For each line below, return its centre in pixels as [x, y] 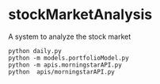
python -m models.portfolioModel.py [69, 58]
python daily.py [35, 51]
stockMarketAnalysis [80, 15]
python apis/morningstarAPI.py [61, 72]
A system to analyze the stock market [70, 36]
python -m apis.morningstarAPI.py [65, 65]
